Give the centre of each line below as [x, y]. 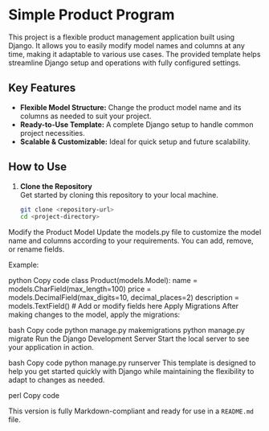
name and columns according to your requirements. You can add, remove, [131, 241]
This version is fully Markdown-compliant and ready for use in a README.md [131, 411]
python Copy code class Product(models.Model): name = [103, 281]
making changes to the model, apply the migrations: [94, 314]
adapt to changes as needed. [57, 380]
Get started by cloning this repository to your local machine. [119, 195]
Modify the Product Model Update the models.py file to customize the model [135, 232]
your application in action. [51, 347]
